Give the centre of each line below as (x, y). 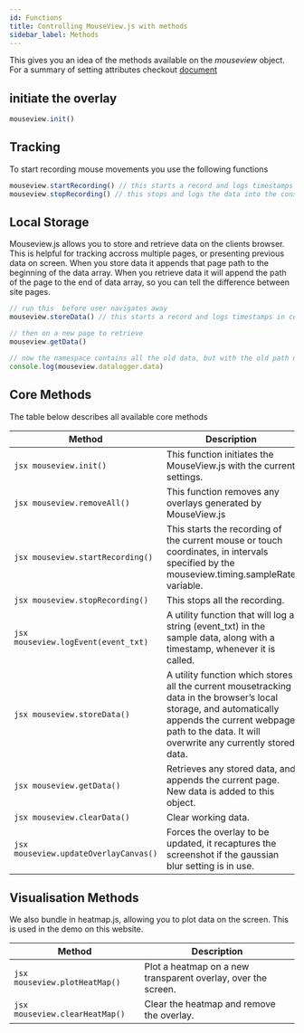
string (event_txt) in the (215, 626)
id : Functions (36, 18)
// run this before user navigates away (89, 308)
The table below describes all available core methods (109, 416)
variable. (185, 585)
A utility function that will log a (230, 614)
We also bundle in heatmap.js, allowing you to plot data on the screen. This (149, 920)
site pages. (30, 292)
